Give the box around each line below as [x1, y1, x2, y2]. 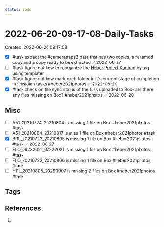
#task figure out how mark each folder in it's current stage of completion [12, 75, 159, 81]
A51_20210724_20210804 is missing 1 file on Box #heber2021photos [12, 119, 150, 125]
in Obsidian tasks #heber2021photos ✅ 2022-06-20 [12, 81, 117, 87]
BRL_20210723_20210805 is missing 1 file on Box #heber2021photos [12, 135, 151, 142]
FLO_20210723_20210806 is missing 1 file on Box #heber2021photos [12, 157, 151, 163]
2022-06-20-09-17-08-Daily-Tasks [5, 28, 154, 39]
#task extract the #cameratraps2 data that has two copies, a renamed [12, 54, 153, 60]
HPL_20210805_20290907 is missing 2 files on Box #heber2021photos [12, 168, 155, 174]
